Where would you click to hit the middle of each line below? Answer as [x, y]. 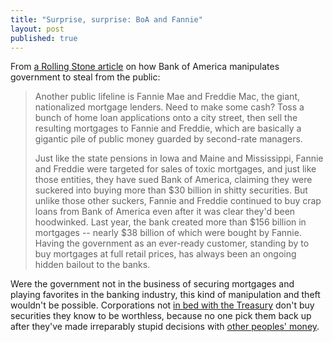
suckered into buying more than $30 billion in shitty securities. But [171, 190]
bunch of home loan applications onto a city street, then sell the [166, 118]
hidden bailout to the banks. [92, 265]
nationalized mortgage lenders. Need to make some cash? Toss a [169, 107]
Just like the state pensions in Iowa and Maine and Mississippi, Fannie [179, 158]
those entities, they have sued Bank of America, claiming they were [173, 180]
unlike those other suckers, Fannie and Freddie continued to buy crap [178, 201]
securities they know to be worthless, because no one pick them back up [161, 316]
